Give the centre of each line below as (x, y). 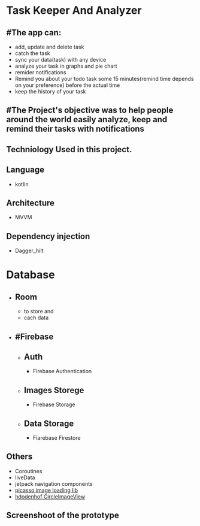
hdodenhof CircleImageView (50, 496)
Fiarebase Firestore (57, 438)
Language (25, 170)
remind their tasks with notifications (75, 129)
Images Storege (54, 390)
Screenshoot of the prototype (63, 516)
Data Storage (49, 423)
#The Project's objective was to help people (90, 111)
